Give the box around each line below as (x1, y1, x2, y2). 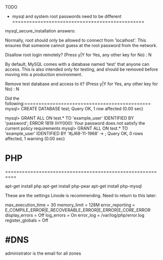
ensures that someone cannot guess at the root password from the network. (5, 43, 158, 48)
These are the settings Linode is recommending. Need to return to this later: (5, 192, 157, 198)
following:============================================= (5, 101, 151, 106)
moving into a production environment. (5, 72, 82, 77)
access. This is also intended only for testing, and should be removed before (5, 66, 158, 72)
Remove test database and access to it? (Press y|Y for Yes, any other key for (5, 81, 158, 87)
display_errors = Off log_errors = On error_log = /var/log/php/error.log (5, 212, 145, 218)
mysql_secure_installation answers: (5, 28, 76, 33)
